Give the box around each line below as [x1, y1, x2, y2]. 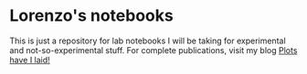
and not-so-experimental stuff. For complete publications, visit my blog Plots [9, 44, 298, 55]
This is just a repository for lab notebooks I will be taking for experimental [9, 35, 286, 46]
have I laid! [9, 54, 50, 65]
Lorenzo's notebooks [9, 5, 174, 26]
